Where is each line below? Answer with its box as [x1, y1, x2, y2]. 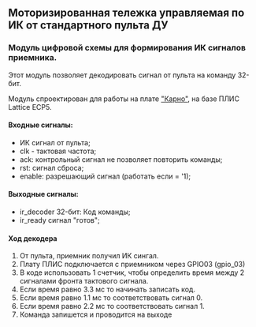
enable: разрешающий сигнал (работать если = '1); [19, 171, 191, 181]
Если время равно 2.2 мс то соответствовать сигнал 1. [19, 302, 205, 311]
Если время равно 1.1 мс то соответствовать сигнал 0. [19, 293, 203, 303]
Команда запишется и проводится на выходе [19, 310, 173, 319]
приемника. [8, 52, 58, 63]
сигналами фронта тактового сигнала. [19, 276, 149, 286]
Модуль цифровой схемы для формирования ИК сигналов [8, 43, 247, 54]
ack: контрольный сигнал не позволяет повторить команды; [19, 154, 223, 164]
